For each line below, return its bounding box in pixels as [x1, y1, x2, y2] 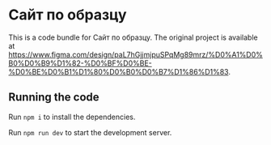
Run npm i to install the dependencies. [8, 112, 136, 122]
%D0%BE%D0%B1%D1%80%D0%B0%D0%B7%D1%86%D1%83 [8, 66, 229, 76]
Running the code [8, 91, 100, 104]
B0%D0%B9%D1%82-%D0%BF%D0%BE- [8, 58, 152, 68]
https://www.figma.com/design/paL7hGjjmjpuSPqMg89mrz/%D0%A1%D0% [8, 49, 263, 59]
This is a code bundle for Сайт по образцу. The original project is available [8, 32, 258, 42]
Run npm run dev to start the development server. [8, 127, 172, 137]
